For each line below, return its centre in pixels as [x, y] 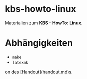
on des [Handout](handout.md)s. [39, 72]
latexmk [20, 62]
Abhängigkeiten [39, 43]
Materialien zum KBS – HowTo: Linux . [44, 23]
